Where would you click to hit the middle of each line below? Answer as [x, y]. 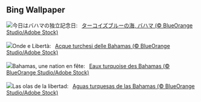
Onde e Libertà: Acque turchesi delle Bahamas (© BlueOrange [91, 46]
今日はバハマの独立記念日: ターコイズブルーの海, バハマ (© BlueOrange [103, 25]
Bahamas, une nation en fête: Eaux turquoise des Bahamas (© [91, 66]
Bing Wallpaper [36, 10]
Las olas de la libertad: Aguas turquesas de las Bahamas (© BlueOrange [104, 86]
